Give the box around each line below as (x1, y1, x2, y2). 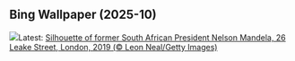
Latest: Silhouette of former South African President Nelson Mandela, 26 (18, 31, 286, 43)
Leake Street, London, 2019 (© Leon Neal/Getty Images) (9, 41, 218, 52)
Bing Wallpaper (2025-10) (9, 7, 157, 22)
